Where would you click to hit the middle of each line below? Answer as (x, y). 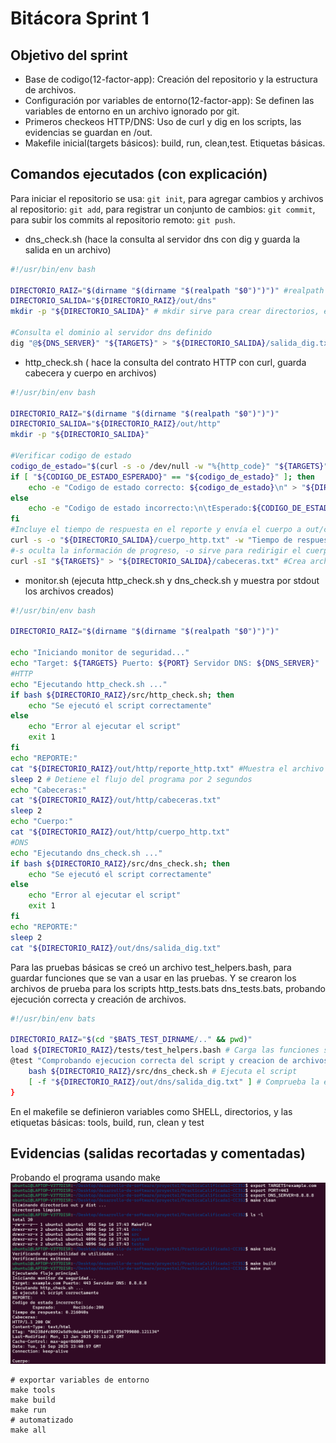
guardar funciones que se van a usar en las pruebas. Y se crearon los (153, 978)
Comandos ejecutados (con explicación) (139, 174)
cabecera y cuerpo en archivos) (90, 373)
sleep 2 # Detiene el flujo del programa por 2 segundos (131, 779)
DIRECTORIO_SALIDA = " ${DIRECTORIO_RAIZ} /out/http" (116, 424)
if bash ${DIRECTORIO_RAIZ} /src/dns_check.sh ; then (120, 863)
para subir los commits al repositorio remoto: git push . (123, 219)
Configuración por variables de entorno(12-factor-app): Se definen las (169, 100)
